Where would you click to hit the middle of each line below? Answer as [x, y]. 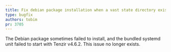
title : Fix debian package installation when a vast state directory [81, 10]
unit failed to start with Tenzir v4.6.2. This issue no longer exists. [73, 44]
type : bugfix [19, 15]
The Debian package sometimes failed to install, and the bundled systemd [83, 39]
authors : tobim [21, 19]
